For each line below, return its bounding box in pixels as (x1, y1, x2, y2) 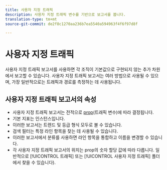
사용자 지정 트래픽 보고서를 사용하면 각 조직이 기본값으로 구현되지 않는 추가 (5, 66, 151, 73)
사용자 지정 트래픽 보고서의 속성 (5, 95, 97, 103)
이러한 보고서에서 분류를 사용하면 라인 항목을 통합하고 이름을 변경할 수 (12, 134, 149, 140)
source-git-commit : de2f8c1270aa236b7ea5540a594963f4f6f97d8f (5, 21, 138, 27)
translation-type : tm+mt (5, 17, 57, 22)
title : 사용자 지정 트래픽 (5, 7, 53, 13)
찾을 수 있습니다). (22, 159, 56, 165)
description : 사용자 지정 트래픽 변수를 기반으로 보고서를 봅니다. (5, 12, 126, 17)
